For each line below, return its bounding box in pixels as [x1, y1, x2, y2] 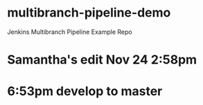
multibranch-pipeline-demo [7, 5, 171, 21]
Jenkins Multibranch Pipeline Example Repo [7, 28, 133, 36]
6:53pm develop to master [7, 84, 163, 99]
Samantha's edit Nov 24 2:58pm [7, 52, 197, 68]
